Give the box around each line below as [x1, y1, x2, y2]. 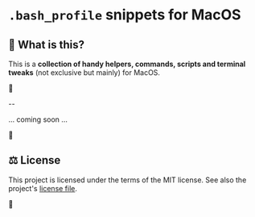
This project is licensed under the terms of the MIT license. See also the [8, 175, 247, 185]
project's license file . [8, 183, 78, 193]
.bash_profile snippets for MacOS [8, 6, 241, 24]
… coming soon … [8, 115, 68, 124]
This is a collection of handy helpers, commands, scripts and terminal [8, 59, 246, 69]
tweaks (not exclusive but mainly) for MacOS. [8, 68, 161, 77]
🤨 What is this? [8, 38, 84, 52]
